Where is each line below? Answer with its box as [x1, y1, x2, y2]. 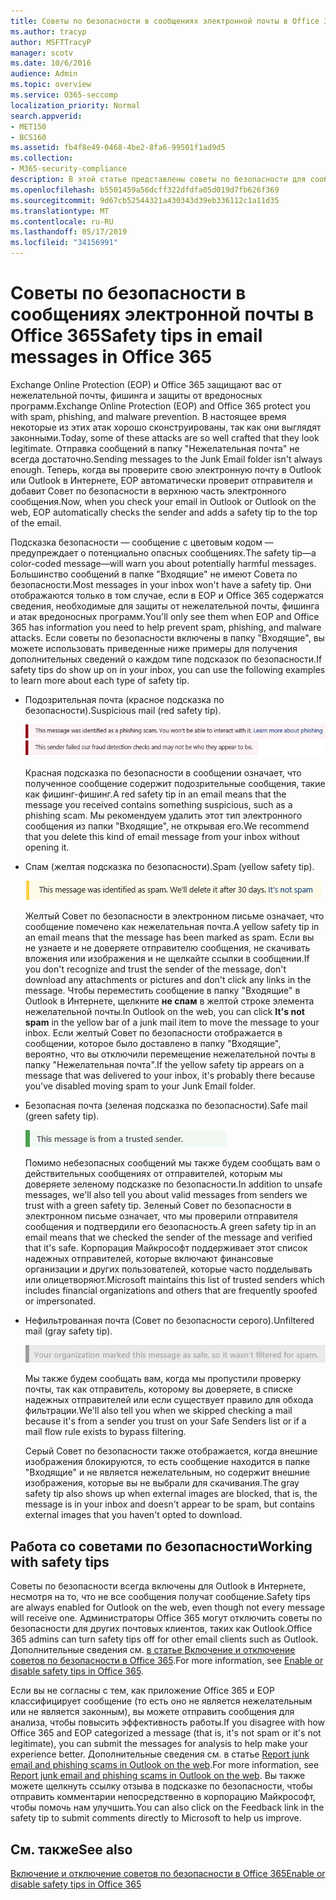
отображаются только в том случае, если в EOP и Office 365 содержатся [10, 589, 324, 601]
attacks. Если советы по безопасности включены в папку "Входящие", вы [10, 631, 325, 644]
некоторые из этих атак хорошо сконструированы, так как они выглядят [10, 421, 322, 433]
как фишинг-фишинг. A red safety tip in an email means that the [24, 788, 287, 800]
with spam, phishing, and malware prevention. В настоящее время [10, 410, 287, 422]
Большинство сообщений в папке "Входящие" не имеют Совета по [10, 568, 298, 580]
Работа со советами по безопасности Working [10, 1538, 313, 1555]
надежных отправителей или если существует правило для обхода [24, 1394, 314, 1406]
